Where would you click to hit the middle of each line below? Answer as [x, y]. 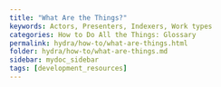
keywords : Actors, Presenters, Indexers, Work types [111, 26]
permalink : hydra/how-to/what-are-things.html [99, 43]
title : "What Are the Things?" [68, 18]
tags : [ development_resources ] [68, 69]
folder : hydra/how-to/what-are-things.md [89, 52]
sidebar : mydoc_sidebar [54, 60]
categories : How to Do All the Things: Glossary [103, 34]
